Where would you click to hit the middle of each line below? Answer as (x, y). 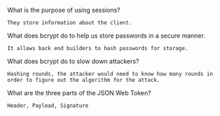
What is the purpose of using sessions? (64, 10)
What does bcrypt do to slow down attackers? (73, 61)
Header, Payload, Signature (48, 106)
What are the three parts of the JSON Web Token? (79, 93)
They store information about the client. (70, 23)
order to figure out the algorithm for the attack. (84, 80)
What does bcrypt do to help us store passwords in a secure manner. (106, 35)
